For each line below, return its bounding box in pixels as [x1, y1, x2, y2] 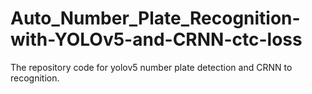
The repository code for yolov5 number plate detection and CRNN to [10, 61, 293, 73]
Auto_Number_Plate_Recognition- [10, 7, 301, 30]
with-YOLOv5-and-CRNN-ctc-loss [10, 28, 303, 51]
